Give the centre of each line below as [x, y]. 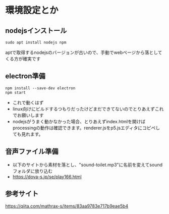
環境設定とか [32, 10]
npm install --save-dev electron [40, 88]
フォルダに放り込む [33, 171]
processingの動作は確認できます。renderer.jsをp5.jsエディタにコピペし [86, 128]
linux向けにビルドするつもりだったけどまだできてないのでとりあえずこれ [88, 109]
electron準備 [25, 76]
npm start [16, 92]
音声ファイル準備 [32, 152]
